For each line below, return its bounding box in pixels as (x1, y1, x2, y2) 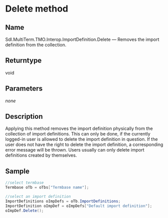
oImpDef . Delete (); (5, 208, 44, 213)
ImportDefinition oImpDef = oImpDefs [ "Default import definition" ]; (5, 203, 152, 208)
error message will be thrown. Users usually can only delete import (5, 147, 145, 153)
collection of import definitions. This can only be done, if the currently (5, 131, 150, 137)
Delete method (5, 3, 69, 15)
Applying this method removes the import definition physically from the (5, 125, 153, 131)
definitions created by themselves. (5, 152, 77, 159)
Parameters (5, 84, 43, 93)
